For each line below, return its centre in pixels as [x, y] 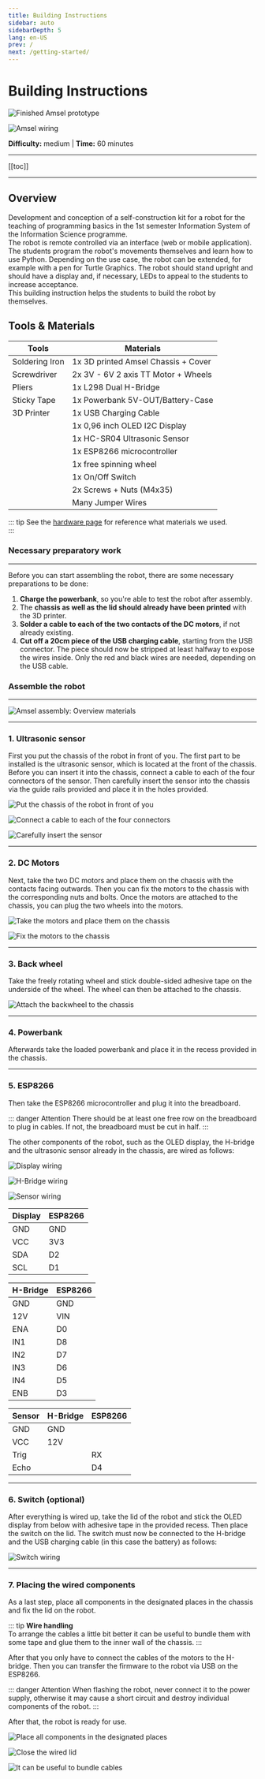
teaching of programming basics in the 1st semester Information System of [129, 226]
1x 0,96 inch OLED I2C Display [129, 425]
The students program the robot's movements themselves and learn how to [131, 251]
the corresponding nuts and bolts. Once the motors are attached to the [123, 897]
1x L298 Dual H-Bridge [116, 387]
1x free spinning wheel [115, 464]
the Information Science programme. [68, 234]
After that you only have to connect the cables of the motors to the [116, 1658]
